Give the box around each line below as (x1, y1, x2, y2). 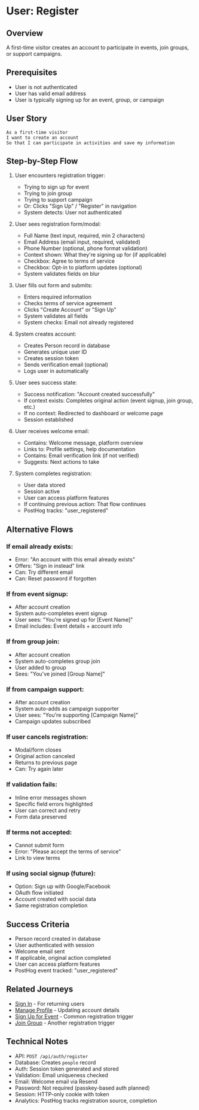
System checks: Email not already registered (23, 319, 134, 326)
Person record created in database (14, 935, 101, 942)
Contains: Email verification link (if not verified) (23, 452, 139, 459)
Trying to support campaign (23, 196, 93, 203)
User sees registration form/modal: (14, 220, 102, 228)
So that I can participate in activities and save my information (6, 139, 175, 146)
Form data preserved (14, 813, 67, 820)
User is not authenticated (14, 83, 78, 90)
